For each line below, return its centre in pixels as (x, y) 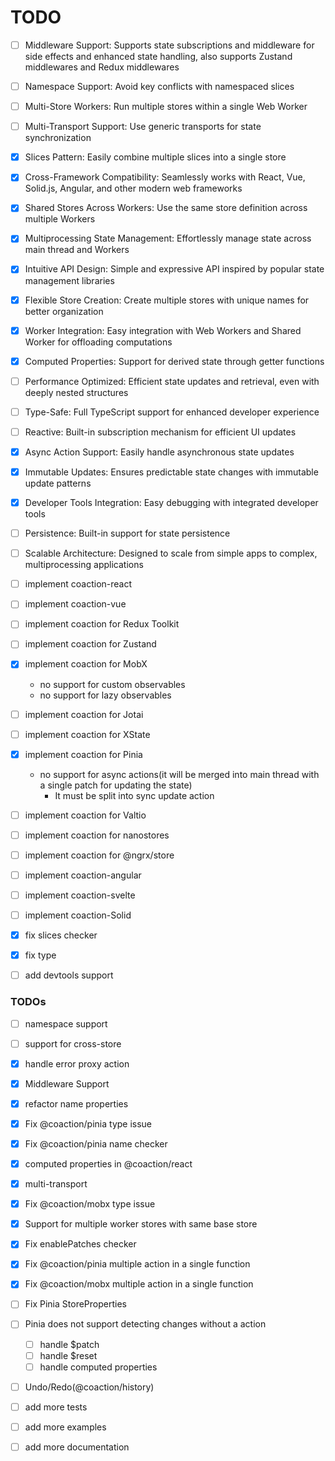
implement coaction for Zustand (90, 644)
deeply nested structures (76, 392)
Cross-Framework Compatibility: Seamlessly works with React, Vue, (165, 177)
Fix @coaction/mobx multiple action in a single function (139, 1284)
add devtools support (69, 975)
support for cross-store (73, 1043)
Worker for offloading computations (98, 342)
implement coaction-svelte (80, 895)
